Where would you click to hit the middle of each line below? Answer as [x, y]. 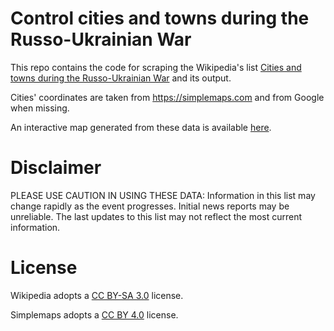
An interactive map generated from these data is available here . [141, 127]
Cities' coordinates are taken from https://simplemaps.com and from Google [167, 97]
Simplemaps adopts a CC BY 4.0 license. [94, 314]
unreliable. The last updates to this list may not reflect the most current [156, 216]
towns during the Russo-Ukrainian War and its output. [121, 78]
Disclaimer [56, 168]
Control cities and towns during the [160, 18]
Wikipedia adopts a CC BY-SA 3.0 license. [97, 295]
